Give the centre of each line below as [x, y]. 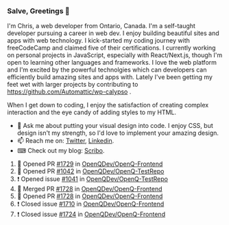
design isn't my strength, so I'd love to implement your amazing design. [118, 133]
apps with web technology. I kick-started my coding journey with [98, 41]
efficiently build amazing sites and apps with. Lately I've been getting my [110, 77]
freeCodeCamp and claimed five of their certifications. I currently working [111, 48]
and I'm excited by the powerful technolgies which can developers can [107, 70]
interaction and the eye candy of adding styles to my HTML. [92, 112]
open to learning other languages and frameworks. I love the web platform [112, 63]
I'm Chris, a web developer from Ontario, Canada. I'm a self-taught [101, 26]
